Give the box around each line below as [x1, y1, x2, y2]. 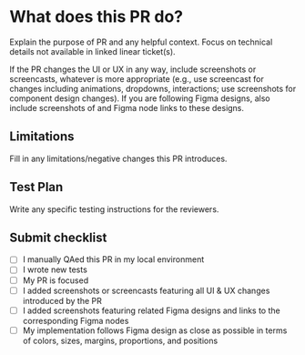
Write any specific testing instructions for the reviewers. [9, 203, 219, 215]
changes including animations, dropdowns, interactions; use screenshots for [9, 83, 297, 94]
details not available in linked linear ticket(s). [9, 46, 176, 56]
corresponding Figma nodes [22, 315, 129, 326]
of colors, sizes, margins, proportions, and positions [22, 335, 219, 346]
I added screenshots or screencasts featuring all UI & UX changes [22, 285, 270, 296]
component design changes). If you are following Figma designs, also [9, 93, 270, 104]
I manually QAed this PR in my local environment [22, 254, 205, 265]
